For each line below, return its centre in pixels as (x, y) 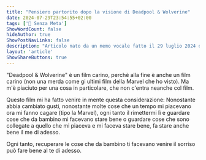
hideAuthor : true (29, 35)
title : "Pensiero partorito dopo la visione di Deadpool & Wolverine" (98, 12)
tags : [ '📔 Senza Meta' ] (37, 23)
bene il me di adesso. (33, 132)
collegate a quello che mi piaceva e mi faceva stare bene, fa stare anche (98, 125)
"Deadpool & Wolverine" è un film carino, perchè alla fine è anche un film (99, 75)
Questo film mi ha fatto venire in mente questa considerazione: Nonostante (101, 100)
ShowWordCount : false (34, 29)
